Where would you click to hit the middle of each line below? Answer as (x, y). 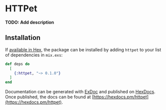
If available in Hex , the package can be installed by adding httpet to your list (83, 49)
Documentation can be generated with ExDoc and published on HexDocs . (80, 92)
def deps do (17, 64)
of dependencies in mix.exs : (34, 55)
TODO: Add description (30, 22)
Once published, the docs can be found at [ (50, 97)
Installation (23, 38)
